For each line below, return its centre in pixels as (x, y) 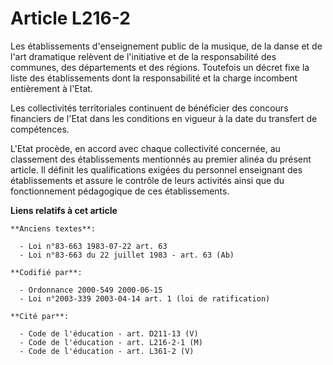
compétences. (40, 129)
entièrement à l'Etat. (51, 88)
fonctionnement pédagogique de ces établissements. (120, 191)
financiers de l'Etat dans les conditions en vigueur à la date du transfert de (164, 118)
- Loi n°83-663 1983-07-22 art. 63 (93, 246)
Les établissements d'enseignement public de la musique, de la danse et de (166, 46)
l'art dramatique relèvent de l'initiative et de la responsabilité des (143, 56)
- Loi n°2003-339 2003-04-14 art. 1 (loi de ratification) (145, 298)
